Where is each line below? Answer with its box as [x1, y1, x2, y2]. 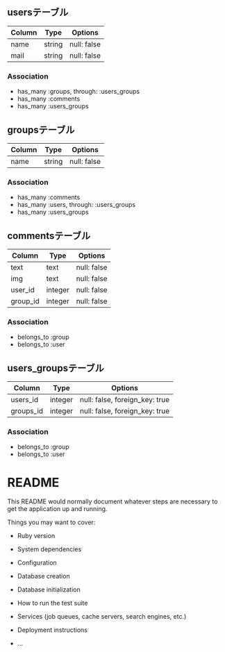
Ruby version [17, 532, 56, 540]
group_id [10, 296, 40, 306]
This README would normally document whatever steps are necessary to [7, 497, 218, 505]
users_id [10, 395, 39, 405]
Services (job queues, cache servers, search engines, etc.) [17, 612, 187, 621]
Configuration [17, 558, 57, 567]
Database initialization [17, 585, 81, 594]
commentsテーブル [7, 230, 91, 242]
